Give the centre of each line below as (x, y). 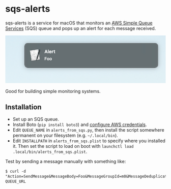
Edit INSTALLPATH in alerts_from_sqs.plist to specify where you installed (89, 141)
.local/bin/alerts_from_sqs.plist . (50, 152)
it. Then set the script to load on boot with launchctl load (73, 146)
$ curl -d (16, 171)
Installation (23, 107)
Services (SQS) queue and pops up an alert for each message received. (81, 28)
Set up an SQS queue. (36, 119)
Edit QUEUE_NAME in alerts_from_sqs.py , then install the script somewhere (88, 130)
